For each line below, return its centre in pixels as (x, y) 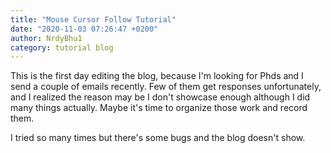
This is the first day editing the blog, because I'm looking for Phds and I (157, 76)
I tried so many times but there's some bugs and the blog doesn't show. (158, 138)
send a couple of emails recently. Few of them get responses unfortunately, (166, 87)
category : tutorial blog (62, 47)
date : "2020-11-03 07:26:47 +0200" (84, 29)
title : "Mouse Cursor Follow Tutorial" (93, 19)
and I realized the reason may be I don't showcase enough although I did (160, 97)
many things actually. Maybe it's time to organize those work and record (159, 108)
